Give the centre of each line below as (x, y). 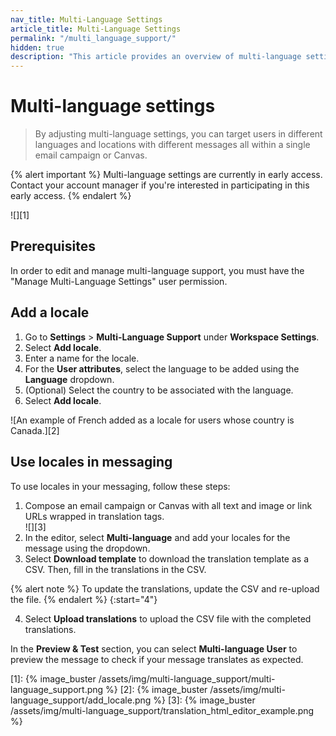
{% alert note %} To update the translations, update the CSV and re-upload (165, 588)
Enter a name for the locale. (82, 358)
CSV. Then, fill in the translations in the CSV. (115, 569)
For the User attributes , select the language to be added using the (162, 368)
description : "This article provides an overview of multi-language (156, 57)
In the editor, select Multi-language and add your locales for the (157, 537)
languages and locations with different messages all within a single (172, 145)
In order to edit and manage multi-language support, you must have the (157, 270)
